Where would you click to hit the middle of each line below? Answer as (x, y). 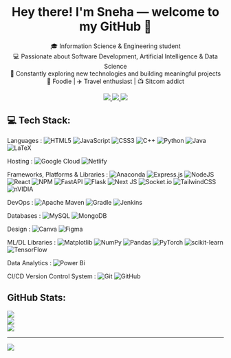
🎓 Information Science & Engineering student (115, 46)
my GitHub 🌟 (115, 26)
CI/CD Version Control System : (52, 276)
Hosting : (20, 161)
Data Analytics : (30, 262)
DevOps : (20, 202)
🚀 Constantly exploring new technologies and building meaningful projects (115, 74)
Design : (19, 229)
